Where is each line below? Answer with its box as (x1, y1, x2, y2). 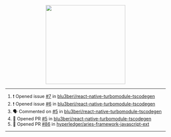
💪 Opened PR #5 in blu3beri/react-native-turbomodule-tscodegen (12, 116, 152, 121)
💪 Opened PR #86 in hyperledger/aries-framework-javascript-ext (12, 121, 150, 127)
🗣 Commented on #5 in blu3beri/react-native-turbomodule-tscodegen (12, 109, 162, 114)
